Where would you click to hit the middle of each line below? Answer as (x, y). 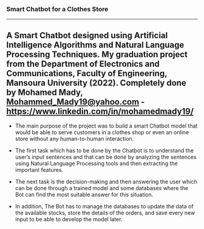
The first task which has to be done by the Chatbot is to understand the (104, 151)
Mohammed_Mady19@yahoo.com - (76, 102)
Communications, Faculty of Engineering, (87, 73)
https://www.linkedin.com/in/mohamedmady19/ (100, 111)
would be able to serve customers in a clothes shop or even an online (102, 132)
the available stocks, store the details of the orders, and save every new (105, 213)
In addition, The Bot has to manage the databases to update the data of (104, 207)
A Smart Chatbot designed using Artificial (87, 35)
